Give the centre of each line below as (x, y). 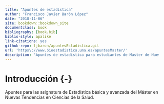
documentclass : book (26, 28)
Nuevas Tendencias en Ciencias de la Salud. (50, 97)
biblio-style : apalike (28, 37)
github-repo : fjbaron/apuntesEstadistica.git (52, 46)
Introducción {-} (39, 79)
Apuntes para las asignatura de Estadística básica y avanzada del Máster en (82, 92)
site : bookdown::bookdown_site (37, 23)
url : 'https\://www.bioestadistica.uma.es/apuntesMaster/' (66, 50)
